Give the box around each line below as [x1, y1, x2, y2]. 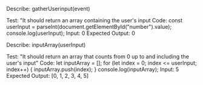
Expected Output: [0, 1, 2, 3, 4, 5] [6, 72, 89, 79]
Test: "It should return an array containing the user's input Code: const [6, 17, 183, 24]
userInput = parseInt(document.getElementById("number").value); [6, 24, 172, 30]
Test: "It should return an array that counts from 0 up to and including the [6, 53, 190, 60]
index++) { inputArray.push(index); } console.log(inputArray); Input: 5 [6, 66, 179, 73]
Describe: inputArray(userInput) [6, 42, 86, 48]
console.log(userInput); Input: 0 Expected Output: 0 [6, 30, 135, 37]
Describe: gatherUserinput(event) [6, 5, 90, 12]
